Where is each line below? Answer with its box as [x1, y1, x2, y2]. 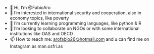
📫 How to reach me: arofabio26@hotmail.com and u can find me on [9, 36, 150, 42]
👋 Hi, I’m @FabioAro [9, 5, 51, 10]
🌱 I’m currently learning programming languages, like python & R [9, 20, 142, 26]
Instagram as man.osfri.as [9, 43, 63, 49]
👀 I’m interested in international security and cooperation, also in [9, 10, 142, 16]
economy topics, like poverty [9, 15, 69, 21]
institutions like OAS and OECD [9, 31, 73, 36]
